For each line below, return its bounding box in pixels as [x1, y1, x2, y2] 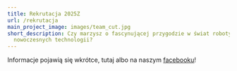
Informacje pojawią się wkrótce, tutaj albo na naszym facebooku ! [7, 56, 196, 64]
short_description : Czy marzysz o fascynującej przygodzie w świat [7, 30, 210, 37]
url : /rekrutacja [7, 17, 59, 24]
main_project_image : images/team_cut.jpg [7, 23, 131, 30]
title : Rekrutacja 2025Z [7, 10, 80, 18]
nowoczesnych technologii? [13, 37, 93, 44]
